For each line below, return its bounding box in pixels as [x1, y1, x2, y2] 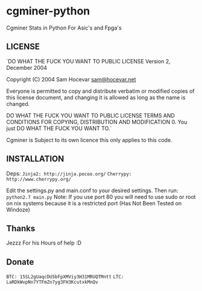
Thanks [6, 223, 36, 233]
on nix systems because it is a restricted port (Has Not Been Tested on [6, 199, 182, 207]
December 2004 [6, 64, 47, 71]
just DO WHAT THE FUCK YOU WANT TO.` [6, 125, 112, 132]
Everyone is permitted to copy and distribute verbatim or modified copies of [6, 87, 195, 95]
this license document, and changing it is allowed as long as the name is [6, 93, 186, 101]
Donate [6, 257, 34, 267]
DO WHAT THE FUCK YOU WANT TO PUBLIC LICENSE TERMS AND [6, 111, 175, 119]
